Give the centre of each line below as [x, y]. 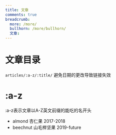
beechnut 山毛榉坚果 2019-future [47, 127]
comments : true [21, 15]
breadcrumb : [18, 19]
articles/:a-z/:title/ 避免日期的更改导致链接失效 [58, 75]
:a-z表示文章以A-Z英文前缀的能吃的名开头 [48, 110]
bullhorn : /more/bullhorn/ [38, 29]
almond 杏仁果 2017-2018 [39, 121]
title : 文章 [17, 10]
